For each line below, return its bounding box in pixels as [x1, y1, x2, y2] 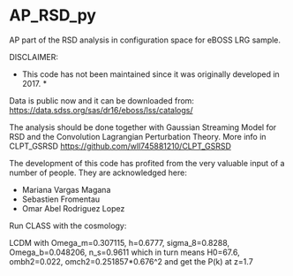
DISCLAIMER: [9, 51, 59, 62]
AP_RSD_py [9, 5, 97, 26]
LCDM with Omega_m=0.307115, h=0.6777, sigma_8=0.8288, [9, 237, 230, 248]
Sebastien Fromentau [21, 194, 101, 204]
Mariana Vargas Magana [21, 184, 111, 195]
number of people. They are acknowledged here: [9, 167, 187, 178]
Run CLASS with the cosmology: [9, 220, 127, 231]
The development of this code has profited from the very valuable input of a [9, 157, 285, 168]
